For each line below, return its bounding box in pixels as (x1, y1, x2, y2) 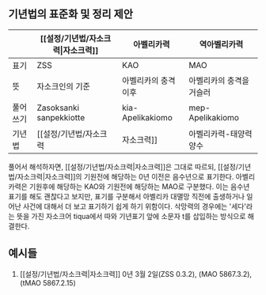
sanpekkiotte (36, 112, 85, 123)
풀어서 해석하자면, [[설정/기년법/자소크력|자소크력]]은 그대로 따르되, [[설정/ (8, 161, 239, 172)
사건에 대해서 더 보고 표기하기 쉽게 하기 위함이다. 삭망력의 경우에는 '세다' (22, 201, 247, 211)
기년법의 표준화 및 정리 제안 (8, 7, 133, 21)
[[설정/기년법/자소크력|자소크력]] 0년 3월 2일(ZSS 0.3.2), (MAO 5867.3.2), (19, 269, 252, 278)
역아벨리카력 (199, 39, 244, 50)
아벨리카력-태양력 (188, 128, 253, 139)
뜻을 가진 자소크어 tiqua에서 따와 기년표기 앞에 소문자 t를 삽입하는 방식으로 (16, 211, 246, 221)
